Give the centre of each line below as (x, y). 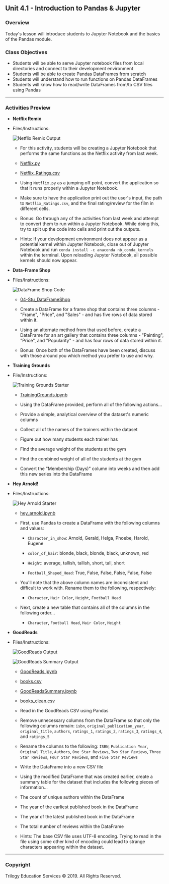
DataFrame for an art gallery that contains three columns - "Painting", (92, 335)
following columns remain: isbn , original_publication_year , (82, 726)
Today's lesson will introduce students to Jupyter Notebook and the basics (83, 34)
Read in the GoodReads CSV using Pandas (64, 711)
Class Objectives (26, 52)
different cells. (35, 209)
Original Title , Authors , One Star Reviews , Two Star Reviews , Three (90, 752)
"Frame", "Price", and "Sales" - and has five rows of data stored (86, 315)
